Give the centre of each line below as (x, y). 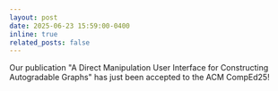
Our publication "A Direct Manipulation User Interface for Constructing (139, 68)
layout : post (34, 17)
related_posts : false (50, 42)
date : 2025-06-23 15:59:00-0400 (69, 26)
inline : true (34, 34)
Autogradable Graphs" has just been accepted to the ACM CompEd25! (140, 78)
